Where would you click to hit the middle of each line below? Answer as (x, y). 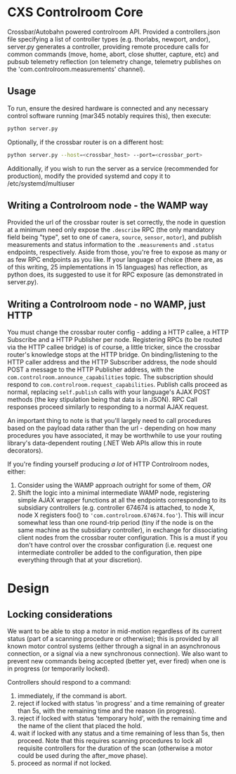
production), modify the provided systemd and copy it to (89, 176)
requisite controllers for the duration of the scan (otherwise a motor (115, 748)
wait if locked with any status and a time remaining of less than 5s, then (121, 733)
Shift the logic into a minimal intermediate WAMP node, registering (113, 493)
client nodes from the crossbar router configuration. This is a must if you (123, 538)
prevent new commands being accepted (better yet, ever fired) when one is (117, 661)
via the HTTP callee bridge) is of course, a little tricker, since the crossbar (114, 347)
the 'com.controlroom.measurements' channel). (76, 69)
